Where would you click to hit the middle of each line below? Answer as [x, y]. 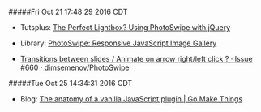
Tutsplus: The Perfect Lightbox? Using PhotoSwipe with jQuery [125, 27]
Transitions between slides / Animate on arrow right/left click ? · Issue [136, 59]
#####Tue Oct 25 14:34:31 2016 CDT [71, 83]
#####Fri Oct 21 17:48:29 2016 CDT [68, 12]
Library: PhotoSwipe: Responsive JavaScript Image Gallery [118, 43]
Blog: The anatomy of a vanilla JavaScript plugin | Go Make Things [131, 99]
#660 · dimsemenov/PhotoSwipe [75, 67]
